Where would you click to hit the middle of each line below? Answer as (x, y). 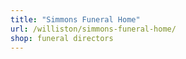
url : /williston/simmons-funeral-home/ (93, 29)
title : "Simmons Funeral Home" (75, 19)
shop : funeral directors (62, 38)
